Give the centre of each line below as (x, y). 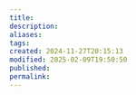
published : (30, 69)
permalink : (30, 77)
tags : (19, 43)
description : (34, 26)
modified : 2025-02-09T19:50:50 (68, 60)
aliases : (26, 34)
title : (22, 18)
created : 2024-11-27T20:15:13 (67, 52)
